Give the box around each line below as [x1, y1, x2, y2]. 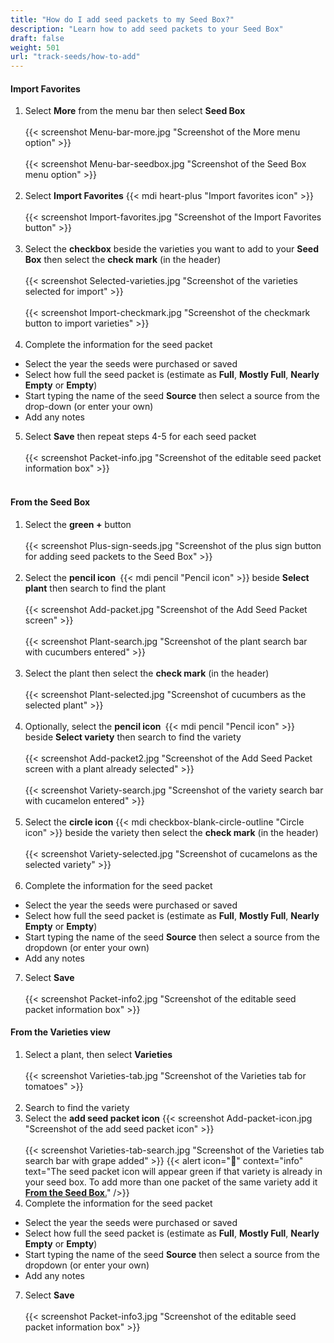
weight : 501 [10, 42, 60, 53]
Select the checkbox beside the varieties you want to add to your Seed [24, 243, 319, 255]
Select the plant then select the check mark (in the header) [24, 667, 270, 679]
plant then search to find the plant [24, 582, 167, 594]
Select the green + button [24, 518, 132, 530]
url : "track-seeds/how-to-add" [10, 52, 141, 62]
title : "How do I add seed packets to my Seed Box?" [10, 14, 235, 25]
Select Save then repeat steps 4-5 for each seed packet [24, 431, 257, 443]
